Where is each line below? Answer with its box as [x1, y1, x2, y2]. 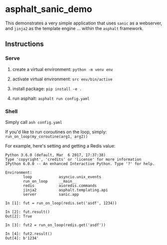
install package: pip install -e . [12, 85, 82, 91]
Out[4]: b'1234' [5, 235, 39, 240]
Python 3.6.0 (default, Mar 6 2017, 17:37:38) [5, 152, 106, 157]
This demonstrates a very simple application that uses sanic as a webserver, [5, 20, 163, 26]
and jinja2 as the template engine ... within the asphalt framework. [5, 25, 144, 31]
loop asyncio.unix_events [23, 174, 101, 179]
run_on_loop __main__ [23, 178, 77, 183]
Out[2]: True [5, 213, 32, 218]
